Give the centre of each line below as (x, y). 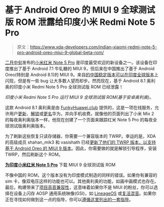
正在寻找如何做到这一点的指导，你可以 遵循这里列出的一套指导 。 (69, 199)
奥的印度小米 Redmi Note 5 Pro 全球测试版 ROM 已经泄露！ (64, 87)
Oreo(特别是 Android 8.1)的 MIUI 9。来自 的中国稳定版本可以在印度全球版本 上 (82, 75)
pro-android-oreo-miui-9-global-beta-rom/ (60, 52)
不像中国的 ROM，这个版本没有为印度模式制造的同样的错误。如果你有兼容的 (81, 175)
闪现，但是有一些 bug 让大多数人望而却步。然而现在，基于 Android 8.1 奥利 (80, 80)
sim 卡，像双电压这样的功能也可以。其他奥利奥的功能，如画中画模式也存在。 (82, 181)
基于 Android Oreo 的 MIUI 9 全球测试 (80, 10)
